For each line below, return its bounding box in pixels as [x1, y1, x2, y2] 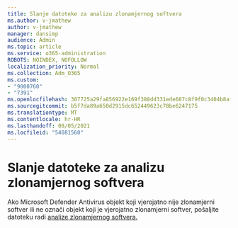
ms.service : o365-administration [7, 50, 106, 57]
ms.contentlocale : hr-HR [7, 115, 81, 122]
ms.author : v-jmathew [7, 17, 72, 24]
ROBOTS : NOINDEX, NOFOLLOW [7, 57, 87, 64]
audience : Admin [7, 37, 55, 44]
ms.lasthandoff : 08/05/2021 [7, 122, 91, 130]
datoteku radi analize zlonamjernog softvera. [7, 213, 138, 222]
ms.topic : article [7, 43, 62, 50]
